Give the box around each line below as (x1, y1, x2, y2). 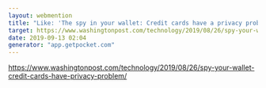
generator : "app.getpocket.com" (8, 41, 115, 49)
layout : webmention (8, 11, 73, 20)
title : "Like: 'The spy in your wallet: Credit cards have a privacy (8, 19, 243, 27)
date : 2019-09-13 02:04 (8, 33, 87, 42)
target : (8, 26, 34, 34)
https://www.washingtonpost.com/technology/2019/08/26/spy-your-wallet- (8, 63, 255, 72)
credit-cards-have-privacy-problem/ (8, 71, 127, 81)
